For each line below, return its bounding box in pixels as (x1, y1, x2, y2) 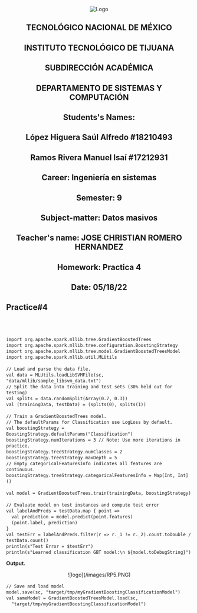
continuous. (6, 466, 35, 472)
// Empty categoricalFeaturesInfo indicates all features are (6, 460, 162, 466)
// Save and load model (6, 583, 65, 589)
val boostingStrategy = (6, 425, 65, 431)
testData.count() (6, 537, 49, 543)
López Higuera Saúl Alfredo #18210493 (25, 132, 173, 142)
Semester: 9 (76, 193, 122, 203)
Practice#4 (6, 302, 48, 313)
